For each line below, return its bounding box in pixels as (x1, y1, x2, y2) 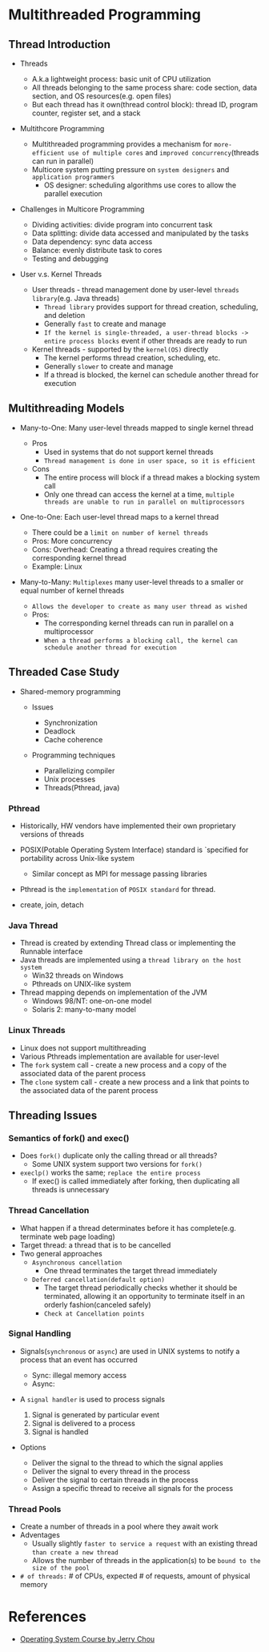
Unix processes (43, 774, 96, 784)
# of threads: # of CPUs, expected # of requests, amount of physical (19, 1571, 251, 1581)
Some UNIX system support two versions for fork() (31, 1160, 203, 1169)
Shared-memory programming (19, 686, 122, 696)
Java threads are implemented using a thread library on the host (19, 955, 242, 965)
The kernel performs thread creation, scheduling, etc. (43, 353, 221, 362)
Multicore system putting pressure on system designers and (31, 165, 230, 174)
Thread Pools (8, 1503, 62, 1514)
